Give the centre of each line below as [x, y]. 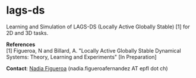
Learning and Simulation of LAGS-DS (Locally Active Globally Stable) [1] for [98, 27]
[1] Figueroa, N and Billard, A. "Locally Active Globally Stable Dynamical [94, 50]
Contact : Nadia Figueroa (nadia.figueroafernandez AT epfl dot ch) [87, 68]
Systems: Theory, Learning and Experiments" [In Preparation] [81, 57]
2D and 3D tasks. [27, 32]
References [21, 44]
